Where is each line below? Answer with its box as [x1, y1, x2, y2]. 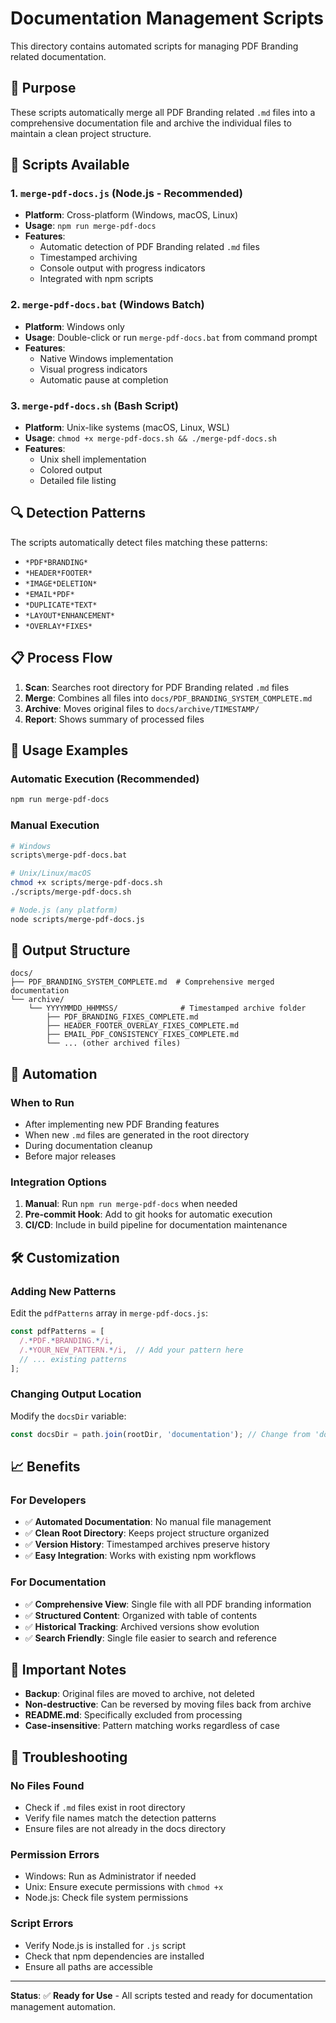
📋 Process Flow [10, 650, 113, 667]
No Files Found [10, 1778, 85, 1792]
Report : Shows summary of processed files [24, 713, 205, 725]
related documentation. [10, 50, 107, 62]
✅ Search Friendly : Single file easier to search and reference [24, 1632, 277, 1644]
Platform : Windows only [24, 320, 125, 332]
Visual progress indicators [39, 363, 148, 375]
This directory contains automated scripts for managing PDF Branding [10, 40, 299, 52]
